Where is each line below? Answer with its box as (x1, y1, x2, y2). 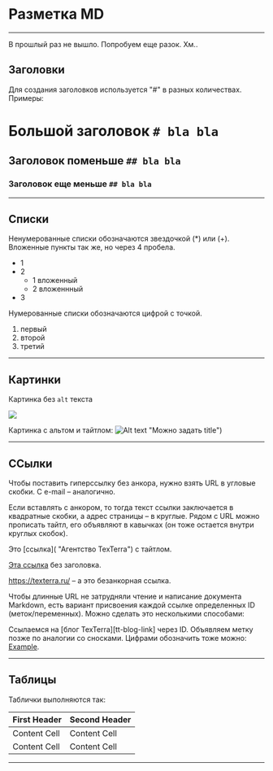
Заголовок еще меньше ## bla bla (8, 178, 152, 189)
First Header (12, 713, 63, 725)
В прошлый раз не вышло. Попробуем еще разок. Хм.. (8, 39, 198, 49)
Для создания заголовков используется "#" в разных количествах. (8, 85, 242, 94)
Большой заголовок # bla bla (8, 121, 219, 140)
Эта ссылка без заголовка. (8, 560, 102, 570)
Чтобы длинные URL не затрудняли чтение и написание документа (8, 591, 242, 602)
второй (19, 333, 45, 342)
